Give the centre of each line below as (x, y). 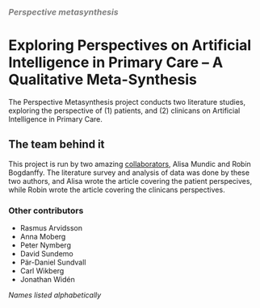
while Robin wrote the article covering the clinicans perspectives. (117, 189)
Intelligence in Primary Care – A (116, 62)
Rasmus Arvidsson (51, 227)
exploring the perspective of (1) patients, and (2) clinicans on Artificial (124, 110)
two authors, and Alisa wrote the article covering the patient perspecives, (130, 181)
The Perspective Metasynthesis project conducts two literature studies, (127, 102)
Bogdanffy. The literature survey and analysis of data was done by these (129, 173)
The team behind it (57, 145)
